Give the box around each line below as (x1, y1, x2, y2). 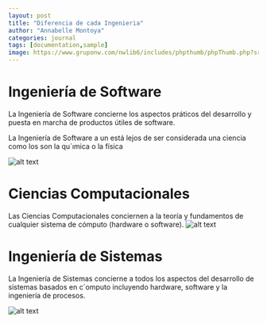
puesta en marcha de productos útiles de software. (8, 117, 176, 127)
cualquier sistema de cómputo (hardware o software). (8, 220, 184, 229)
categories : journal (8, 33, 77, 42)
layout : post (8, 11, 52, 20)
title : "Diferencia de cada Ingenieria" (8, 19, 145, 27)
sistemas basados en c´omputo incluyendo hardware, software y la (8, 282, 228, 291)
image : (8, 49, 30, 56)
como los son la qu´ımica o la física (8, 141, 123, 151)
